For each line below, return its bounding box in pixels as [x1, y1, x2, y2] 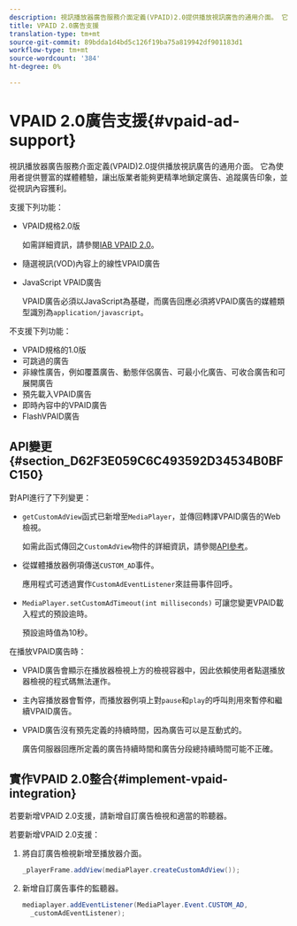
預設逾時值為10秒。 [21, 627, 93, 637]
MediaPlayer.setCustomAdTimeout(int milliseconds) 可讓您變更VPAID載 [21, 597, 285, 607]
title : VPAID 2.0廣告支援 [9, 21, 100, 30]
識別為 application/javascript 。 [29, 306, 148, 317]
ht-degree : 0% [9, 63, 62, 72]
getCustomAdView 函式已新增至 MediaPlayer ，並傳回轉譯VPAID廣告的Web [21, 511, 281, 521]
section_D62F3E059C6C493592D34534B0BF [21, 453, 284, 469]
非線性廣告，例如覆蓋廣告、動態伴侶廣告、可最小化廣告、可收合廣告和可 [21, 367, 286, 377]
